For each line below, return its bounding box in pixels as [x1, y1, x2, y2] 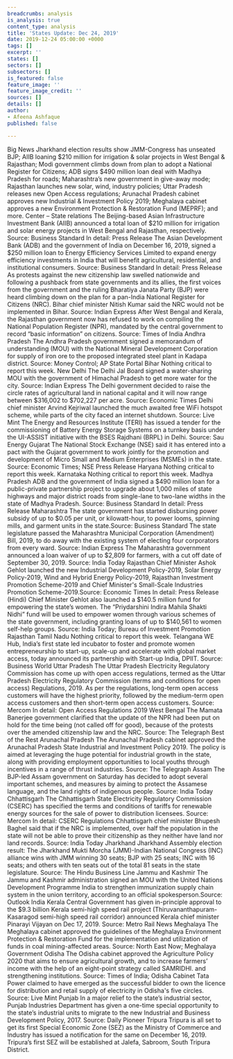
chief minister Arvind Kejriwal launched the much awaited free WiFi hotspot [7, 403, 223, 412]
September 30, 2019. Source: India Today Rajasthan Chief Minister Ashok [7, 558, 216, 567]
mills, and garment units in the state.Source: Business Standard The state [7, 522, 217, 530]
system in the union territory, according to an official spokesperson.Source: [7, 890, 223, 899]
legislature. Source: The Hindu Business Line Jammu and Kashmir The [7, 868, 208, 876]
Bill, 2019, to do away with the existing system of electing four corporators [7, 536, 220, 544]
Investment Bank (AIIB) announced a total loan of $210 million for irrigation [7, 219, 220, 227]
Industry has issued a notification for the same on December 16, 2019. [7, 1031, 207, 1039]
